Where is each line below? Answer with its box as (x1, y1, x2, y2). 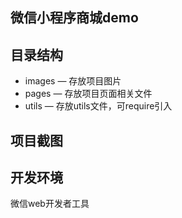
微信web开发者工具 (10, 198, 90, 210)
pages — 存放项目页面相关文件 (24, 88, 153, 100)
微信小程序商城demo (10, 9, 139, 27)
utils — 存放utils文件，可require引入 (24, 100, 173, 112)
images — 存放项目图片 (24, 75, 122, 87)
